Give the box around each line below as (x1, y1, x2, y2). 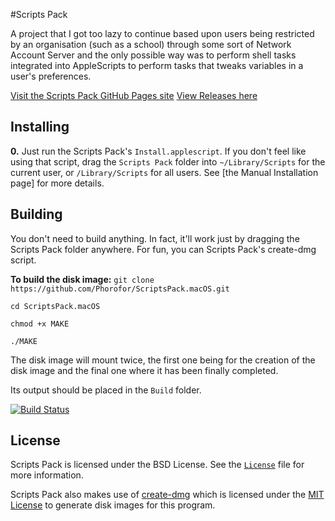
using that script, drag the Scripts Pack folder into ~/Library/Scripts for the (10, 155, 326, 168)
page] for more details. (10, 177, 105, 189)
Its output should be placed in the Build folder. (10, 384, 202, 396)
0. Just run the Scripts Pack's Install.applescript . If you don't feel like (10, 145, 307, 157)
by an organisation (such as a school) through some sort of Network (10, 39, 292, 50)
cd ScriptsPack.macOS (10, 301, 101, 311)
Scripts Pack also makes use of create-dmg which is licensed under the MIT (10, 489, 325, 501)
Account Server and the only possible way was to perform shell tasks (10, 49, 297, 61)
